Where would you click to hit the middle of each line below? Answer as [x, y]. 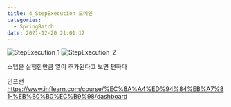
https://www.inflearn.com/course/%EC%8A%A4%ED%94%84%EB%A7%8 [115, 89]
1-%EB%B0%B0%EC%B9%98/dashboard [67, 97]
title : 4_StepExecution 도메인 [50, 13]
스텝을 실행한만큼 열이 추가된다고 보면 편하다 [67, 67]
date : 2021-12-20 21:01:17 [46, 33]
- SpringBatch [34, 26]
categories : [24, 20]
